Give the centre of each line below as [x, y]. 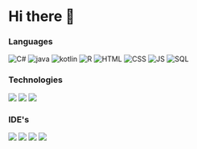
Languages [31, 42]
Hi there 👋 [41, 17]
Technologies [35, 80]
